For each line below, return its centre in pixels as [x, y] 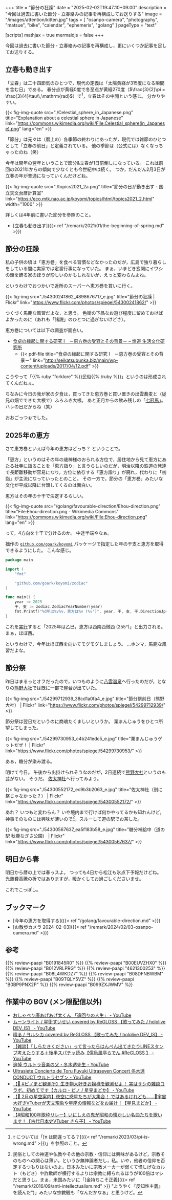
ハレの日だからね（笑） [30, 407]
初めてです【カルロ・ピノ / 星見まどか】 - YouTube [80, 1090]
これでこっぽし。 [23, 890]
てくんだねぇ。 [21, 383]
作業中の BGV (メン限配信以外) [54, 1002]
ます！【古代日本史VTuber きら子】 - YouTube [62, 1121]
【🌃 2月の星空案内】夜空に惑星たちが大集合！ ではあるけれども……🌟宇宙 [89, 1096]
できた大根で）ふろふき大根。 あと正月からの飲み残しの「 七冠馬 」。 [94, 400]
